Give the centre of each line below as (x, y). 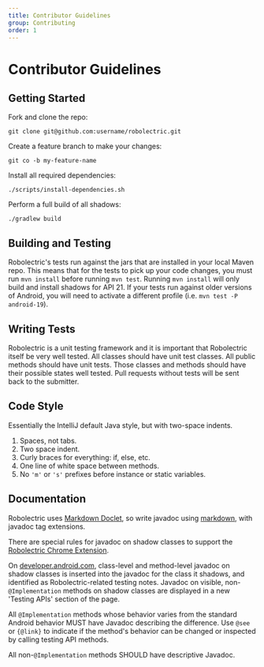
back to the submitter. (44, 381)
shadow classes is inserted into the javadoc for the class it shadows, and (126, 574)
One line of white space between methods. (89, 466)
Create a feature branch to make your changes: (85, 146)
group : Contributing (42, 23)
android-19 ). (28, 304)
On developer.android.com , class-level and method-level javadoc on (119, 565)
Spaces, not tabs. (48, 440)
